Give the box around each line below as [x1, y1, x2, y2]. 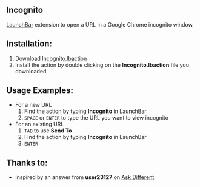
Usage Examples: [6, 85, 74, 96]
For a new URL [15, 101, 52, 109]
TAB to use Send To [24, 127, 72, 134]
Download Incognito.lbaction [15, 55, 87, 62]
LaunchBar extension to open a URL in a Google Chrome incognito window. [6, 21, 194, 28]
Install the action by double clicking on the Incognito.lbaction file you [15, 61, 190, 69]
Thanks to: [6, 157, 48, 168]
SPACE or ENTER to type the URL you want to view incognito [24, 114, 168, 121]
